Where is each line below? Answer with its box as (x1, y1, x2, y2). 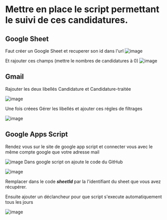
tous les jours (5, 199, 34, 205)
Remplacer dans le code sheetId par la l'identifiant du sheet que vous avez (5, 178, 161, 185)
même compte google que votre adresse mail (5, 149, 100, 155)
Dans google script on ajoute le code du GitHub (24, 159, 123, 165)
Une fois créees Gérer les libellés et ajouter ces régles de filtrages (5, 105, 143, 112)
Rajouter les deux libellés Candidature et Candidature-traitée (5, 86, 131, 92)
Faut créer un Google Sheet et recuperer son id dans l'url (5, 48, 124, 54)
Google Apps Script (5, 130, 68, 139)
